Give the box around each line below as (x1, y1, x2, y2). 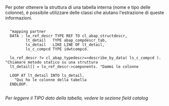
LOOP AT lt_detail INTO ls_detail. (10, 73, 85, 78)
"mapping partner (10, 29, 46, 34)
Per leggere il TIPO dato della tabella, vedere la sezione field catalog (5, 95, 148, 101)
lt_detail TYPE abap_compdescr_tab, (25, 38, 107, 43)
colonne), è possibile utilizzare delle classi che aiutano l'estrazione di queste (5, 10, 164, 16)
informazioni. (5, 15, 33, 21)
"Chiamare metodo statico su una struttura (5, 60, 98, 65)
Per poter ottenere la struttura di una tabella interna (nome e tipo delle (5, 5, 151, 10)
